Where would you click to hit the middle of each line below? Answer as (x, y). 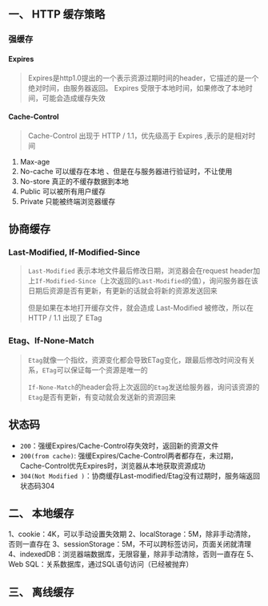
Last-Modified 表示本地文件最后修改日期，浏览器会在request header (140, 270)
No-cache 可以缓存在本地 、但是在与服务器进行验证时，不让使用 (126, 171)
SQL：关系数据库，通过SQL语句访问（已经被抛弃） (109, 564)
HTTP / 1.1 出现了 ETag (65, 318)
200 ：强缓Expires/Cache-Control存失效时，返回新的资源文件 (119, 445)
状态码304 (37, 486)
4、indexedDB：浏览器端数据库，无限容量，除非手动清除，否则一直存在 (127, 554)
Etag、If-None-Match (51, 341)
